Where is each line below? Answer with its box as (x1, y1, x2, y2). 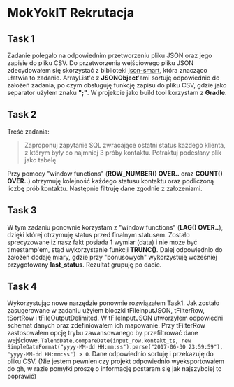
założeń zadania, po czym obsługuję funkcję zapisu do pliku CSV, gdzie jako (7, 81, 227, 89)
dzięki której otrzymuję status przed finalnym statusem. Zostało (7, 230, 190, 239)
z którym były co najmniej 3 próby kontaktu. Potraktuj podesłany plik (24, 148, 222, 157)
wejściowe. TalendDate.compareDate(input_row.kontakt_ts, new (7, 336, 191, 344)
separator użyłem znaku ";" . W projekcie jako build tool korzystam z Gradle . (7, 89, 227, 97)
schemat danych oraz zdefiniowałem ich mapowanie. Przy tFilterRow (7, 321, 206, 330)
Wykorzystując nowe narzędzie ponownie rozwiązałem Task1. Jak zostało (7, 299, 220, 307)
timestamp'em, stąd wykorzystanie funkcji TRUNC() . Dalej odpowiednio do (7, 245, 223, 253)
